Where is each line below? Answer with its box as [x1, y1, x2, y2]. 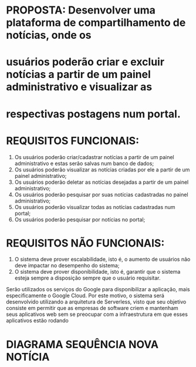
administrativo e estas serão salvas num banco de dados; [14, 160, 154, 167]
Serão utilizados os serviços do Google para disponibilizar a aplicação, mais [6, 286, 190, 293]
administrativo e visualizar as [6, 80, 153, 94]
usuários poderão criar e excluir [6, 55, 165, 69]
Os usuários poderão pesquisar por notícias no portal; [14, 216, 146, 223]
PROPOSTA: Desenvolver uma [6, 4, 156, 17]
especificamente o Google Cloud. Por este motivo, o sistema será [6, 292, 164, 299]
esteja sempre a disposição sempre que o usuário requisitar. [14, 274, 161, 282]
